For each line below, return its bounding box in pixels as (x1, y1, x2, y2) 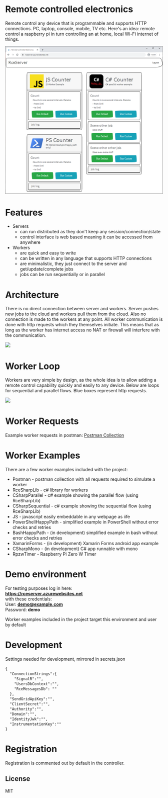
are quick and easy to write (19, 250, 76, 256)
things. (5, 36, 19, 42)
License (5, 774, 30, 783)
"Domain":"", (9, 712, 37, 717)
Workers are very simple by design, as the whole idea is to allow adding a (5, 377, 156, 383)
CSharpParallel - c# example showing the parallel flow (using (12, 492, 138, 498)
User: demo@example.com (5, 601, 63, 607)
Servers (12, 223, 29, 229)
